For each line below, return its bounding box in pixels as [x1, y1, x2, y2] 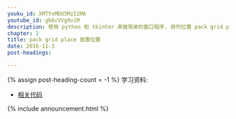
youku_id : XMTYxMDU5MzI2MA [7, 10, 86, 17]
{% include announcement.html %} [7, 104, 109, 113]
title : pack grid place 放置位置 [7, 36, 101, 43]
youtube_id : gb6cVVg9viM [7, 17, 80, 24]
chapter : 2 [7, 29, 39, 37]
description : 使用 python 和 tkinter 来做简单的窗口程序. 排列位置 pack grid [7, 23, 223, 30]
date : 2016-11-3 [7, 43, 55, 50]
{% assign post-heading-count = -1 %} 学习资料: [7, 75, 148, 84]
